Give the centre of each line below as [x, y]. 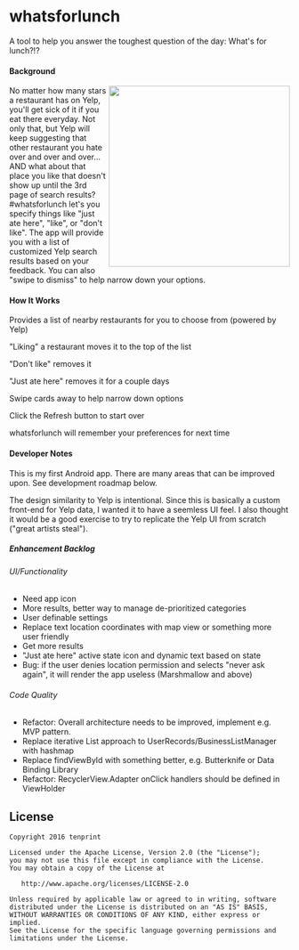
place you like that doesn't [58, 176]
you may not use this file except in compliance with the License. [137, 861]
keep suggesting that [48, 138]
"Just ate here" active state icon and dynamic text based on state [141, 655]
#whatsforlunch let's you [55, 204]
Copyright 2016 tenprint [55, 837]
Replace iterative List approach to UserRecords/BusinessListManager [149, 742]
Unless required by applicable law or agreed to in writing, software [143, 900]
